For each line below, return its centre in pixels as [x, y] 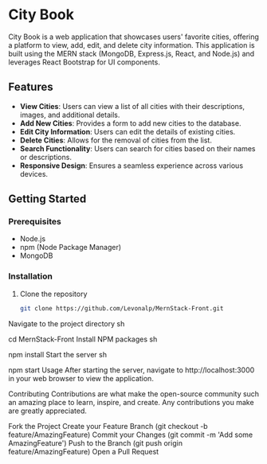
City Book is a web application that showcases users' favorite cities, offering [133, 37]
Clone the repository [53, 294]
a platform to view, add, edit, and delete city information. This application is [132, 45]
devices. [34, 174]
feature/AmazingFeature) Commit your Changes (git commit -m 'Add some [131, 435]
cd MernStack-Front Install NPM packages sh [83, 339]
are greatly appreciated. [48, 411]
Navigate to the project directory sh [67, 323]
